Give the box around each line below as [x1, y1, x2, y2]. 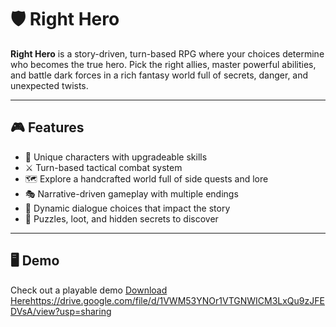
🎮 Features [10, 119, 85, 136]
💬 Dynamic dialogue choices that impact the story [24, 202, 231, 214]
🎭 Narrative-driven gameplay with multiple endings [24, 187, 239, 200]
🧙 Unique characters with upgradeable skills [24, 151, 208, 163]
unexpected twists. [10, 79, 89, 91]
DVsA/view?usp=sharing [10, 305, 112, 317]
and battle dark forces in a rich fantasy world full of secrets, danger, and [10, 69, 309, 81]
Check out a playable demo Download [10, 284, 168, 296]
